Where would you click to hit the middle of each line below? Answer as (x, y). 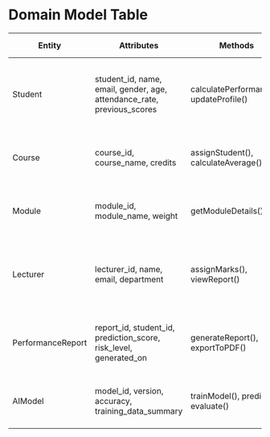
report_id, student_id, (135, 328)
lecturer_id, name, (129, 269)
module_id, (116, 205)
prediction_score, (128, 337)
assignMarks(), (219, 269)
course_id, (115, 152)
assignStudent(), (222, 152)
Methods (237, 45)
